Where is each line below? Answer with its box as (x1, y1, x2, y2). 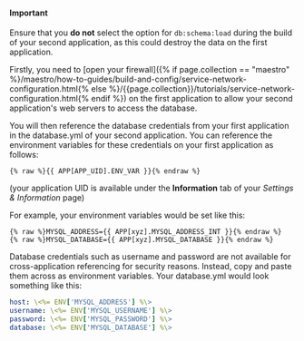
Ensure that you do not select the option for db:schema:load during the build (9, 27, 293, 38)
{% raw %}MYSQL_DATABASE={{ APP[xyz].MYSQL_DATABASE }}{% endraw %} (9, 236, 274, 245)
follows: (9, 150, 39, 161)
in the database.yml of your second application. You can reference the (9, 130, 273, 141)
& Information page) (9, 192, 85, 203)
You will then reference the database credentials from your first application (9, 121, 289, 132)
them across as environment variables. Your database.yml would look (9, 270, 270, 281)
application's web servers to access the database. (9, 102, 198, 113)
